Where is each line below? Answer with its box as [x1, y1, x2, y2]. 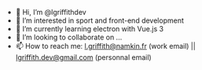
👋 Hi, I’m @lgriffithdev [15, 8, 86, 17]
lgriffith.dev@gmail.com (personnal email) [15, 53, 152, 62]
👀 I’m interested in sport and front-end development [15, 16, 185, 25]
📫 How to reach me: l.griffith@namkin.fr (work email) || [15, 42, 196, 50]
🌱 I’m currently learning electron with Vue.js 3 [15, 24, 163, 33]
